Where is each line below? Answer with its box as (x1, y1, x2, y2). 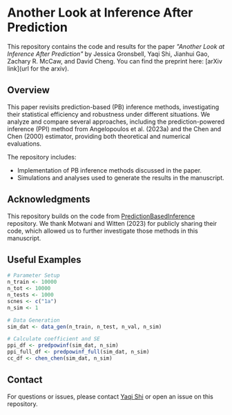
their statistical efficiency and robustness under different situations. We (7, 110, 211, 118)
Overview (7, 84, 50, 96)
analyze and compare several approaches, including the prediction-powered (7, 117, 225, 126)
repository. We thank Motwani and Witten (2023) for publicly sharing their (7, 219, 217, 227)
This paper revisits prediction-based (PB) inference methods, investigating (7, 102, 220, 111)
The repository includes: (7, 153, 77, 161)
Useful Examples (7, 253, 81, 265)
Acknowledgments (7, 193, 91, 205)
